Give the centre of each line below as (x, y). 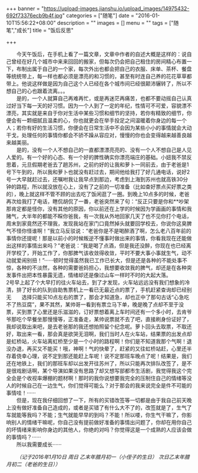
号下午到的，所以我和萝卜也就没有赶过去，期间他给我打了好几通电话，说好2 (98, 172)
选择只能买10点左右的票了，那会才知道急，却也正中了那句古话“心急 (103, 297)
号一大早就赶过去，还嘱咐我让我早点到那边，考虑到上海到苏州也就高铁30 (95, 179)
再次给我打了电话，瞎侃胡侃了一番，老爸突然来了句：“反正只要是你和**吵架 (98, 201)
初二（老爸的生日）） (36, 464)
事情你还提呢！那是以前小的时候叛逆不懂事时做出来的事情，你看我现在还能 (96, 238)
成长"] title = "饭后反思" (45, 30)
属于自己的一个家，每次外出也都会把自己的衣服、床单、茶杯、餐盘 (112, 69)
